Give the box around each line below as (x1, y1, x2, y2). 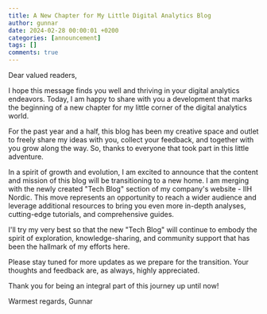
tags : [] (8, 41, 37, 49)
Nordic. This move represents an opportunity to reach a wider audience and (8, 192, 257, 202)
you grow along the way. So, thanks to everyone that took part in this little (8, 144, 250, 153)
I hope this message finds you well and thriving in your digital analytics (8, 86, 240, 95)
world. (8, 111, 29, 120)
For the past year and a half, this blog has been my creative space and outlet (8, 126, 259, 136)
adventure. (8, 152, 44, 161)
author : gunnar (8, 19, 59, 27)
